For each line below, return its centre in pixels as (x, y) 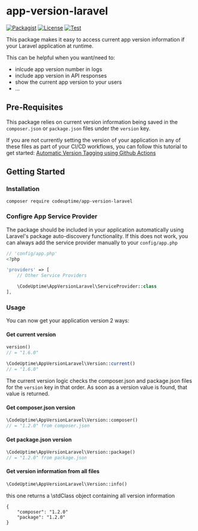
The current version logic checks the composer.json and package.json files (99, 380)
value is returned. (28, 394)
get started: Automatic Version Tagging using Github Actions (81, 152)
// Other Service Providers (52, 275)
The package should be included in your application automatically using (95, 230)
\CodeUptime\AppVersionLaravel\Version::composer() (72, 420)
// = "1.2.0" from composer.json (48, 426)
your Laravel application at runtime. (50, 46)
